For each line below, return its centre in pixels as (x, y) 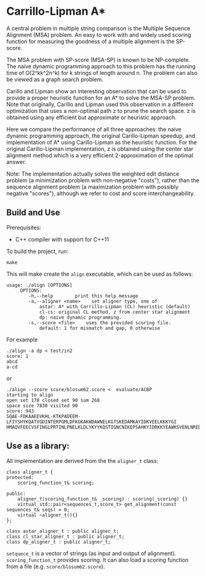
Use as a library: (38, 446)
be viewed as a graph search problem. (55, 79)
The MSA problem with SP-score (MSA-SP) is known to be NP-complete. (98, 60)
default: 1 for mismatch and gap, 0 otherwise (100, 328)
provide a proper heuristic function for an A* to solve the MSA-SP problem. (101, 98)
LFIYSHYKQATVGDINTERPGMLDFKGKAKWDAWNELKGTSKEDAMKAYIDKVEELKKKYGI (91, 422)
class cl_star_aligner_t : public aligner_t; (65, 536)
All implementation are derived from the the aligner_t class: (82, 461)
